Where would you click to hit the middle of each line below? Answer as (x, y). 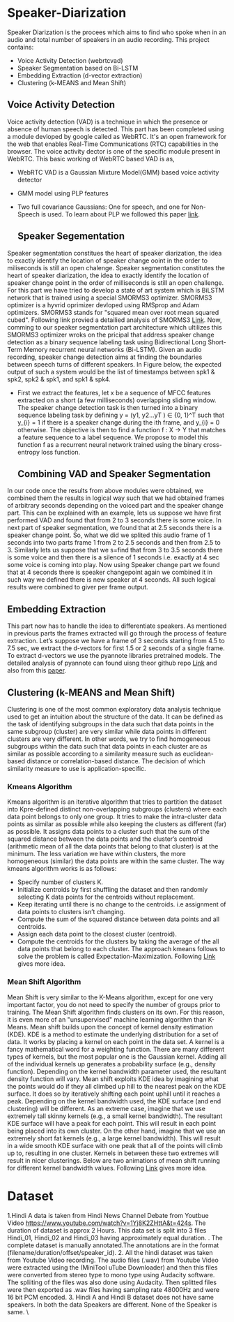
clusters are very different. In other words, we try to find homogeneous (109, 739)
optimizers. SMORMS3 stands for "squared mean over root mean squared (113, 312)
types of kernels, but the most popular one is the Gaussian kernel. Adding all (117, 1057)
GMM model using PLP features (63, 193)
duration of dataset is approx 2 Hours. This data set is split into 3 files (107, 1230)
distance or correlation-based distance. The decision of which (116, 761)
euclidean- (198, 754)
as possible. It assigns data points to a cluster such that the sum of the (109, 832)
